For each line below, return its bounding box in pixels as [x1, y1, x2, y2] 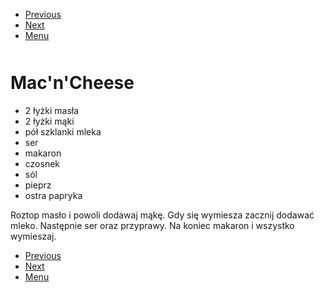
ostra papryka [24, 189, 83, 201]
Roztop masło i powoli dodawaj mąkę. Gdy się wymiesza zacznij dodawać [10, 209, 315, 221]
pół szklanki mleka [24, 125, 102, 138]
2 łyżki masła [24, 104, 80, 116]
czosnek [24, 157, 61, 169]
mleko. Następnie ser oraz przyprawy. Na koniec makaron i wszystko [10, 219, 295, 231]
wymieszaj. [10, 230, 57, 242]
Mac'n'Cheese [10, 72, 135, 94]
